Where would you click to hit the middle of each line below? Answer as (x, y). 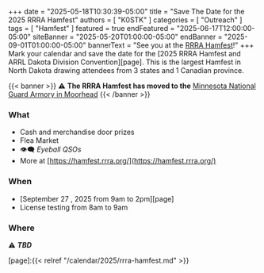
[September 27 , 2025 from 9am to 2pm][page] (97, 198)
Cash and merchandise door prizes (77, 132)
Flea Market (39, 140)
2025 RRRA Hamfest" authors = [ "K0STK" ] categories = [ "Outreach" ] (125, 20)
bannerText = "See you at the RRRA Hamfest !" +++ (171, 45)
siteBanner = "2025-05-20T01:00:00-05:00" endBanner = (128, 37)
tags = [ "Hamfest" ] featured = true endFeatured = (92, 28)
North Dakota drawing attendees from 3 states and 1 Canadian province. (126, 70)
